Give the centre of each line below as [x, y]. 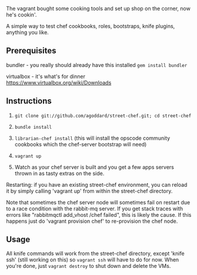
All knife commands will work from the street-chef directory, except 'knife [95, 254]
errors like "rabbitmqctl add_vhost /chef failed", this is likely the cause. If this [99, 214]
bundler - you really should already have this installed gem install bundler [97, 65]
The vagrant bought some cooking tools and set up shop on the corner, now [98, 9]
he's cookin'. [21, 15]
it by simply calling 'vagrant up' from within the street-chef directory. [89, 191]
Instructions [29, 101]
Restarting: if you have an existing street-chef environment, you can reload [97, 185]
